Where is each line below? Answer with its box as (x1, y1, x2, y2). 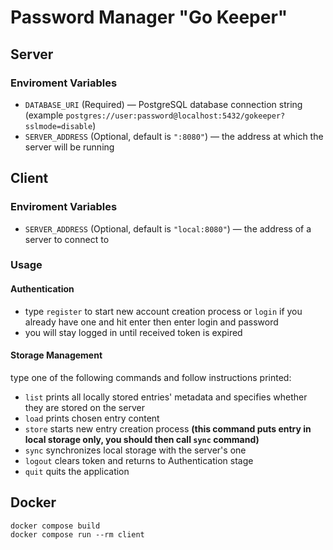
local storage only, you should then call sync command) (24, 433, 260, 445)
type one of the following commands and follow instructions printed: (10, 371, 292, 383)
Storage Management (10, 349, 103, 361)
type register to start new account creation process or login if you (24, 305, 303, 317)
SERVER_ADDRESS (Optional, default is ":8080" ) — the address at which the (24, 130, 324, 142)
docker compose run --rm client (10, 529, 145, 540)
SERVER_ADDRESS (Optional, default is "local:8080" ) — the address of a (24, 222, 312, 235)
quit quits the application (24, 465, 130, 477)
